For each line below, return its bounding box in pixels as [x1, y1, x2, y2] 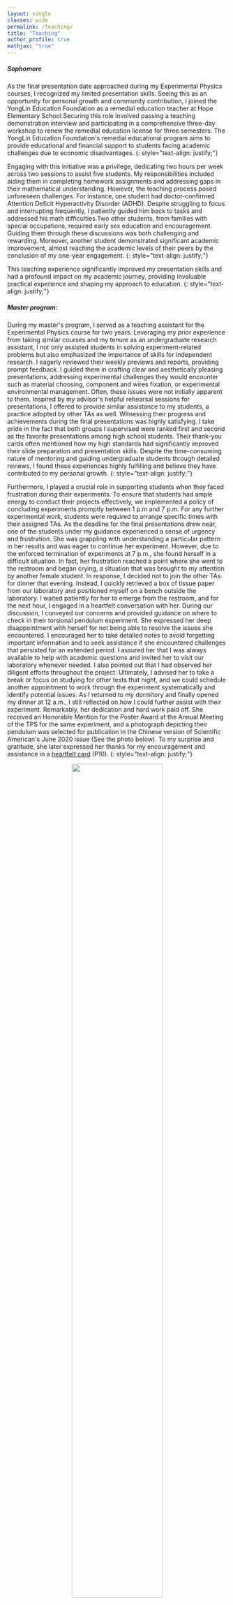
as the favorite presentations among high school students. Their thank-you [7, 432, 222, 440]
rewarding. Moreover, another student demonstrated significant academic [7, 236, 220, 244]
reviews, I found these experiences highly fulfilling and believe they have [7, 462, 216, 470]
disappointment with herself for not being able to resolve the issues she [7, 623, 213, 632]
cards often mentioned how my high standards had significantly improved [7, 439, 219, 448]
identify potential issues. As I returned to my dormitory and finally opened [7, 690, 219, 698]
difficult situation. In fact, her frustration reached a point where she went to [7, 557, 223, 565]
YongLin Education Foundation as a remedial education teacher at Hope [7, 104, 214, 112]
